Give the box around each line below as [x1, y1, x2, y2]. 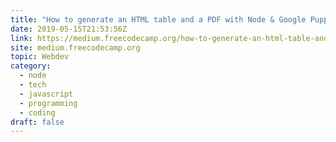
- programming [19, 98, 78, 108]
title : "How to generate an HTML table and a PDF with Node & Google [10, 14, 307, 25]
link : [10, 33, 33, 43]
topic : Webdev [10, 52, 70, 62]
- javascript [19, 89, 74, 99]
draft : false [10, 117, 65, 127]
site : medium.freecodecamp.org [10, 42, 141, 53]
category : [10, 61, 52, 71]
